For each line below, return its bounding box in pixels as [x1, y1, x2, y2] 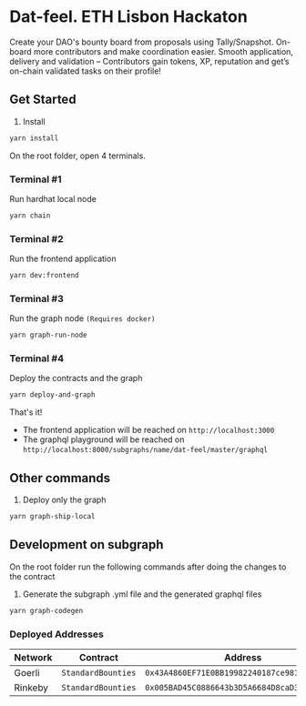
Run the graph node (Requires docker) [9, 313, 157, 324]
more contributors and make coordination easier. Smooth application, [33, 45, 294, 56]
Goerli [14, 666, 40, 679]
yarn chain [9, 211, 51, 220]
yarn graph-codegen [9, 606, 84, 615]
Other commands [9, 470, 111, 486]
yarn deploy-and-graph [9, 390, 96, 399]
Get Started [9, 92, 76, 107]
